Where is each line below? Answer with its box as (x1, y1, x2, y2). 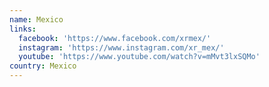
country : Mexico (9, 61, 77, 71)
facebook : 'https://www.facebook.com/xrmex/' (18, 33, 212, 43)
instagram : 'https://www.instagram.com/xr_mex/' (18, 42, 225, 53)
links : (9, 24, 37, 34)
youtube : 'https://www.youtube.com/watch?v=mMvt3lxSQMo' (18, 52, 261, 62)
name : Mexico (9, 14, 64, 25)
